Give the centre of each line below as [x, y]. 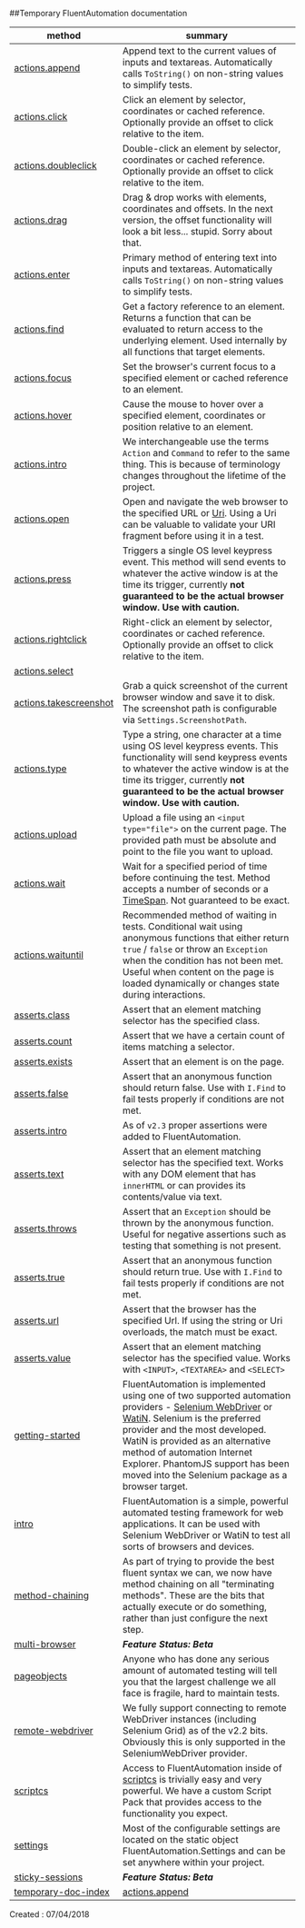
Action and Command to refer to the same [206, 453]
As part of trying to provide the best [198, 1561]
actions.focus [43, 378]
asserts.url [36, 1321]
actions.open [42, 519]
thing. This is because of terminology [202, 464]
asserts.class [42, 1015]
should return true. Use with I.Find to [202, 1272]
